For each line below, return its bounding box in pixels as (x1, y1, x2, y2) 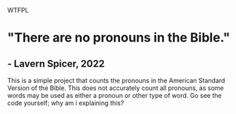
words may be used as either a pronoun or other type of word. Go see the (7, 91, 222, 99)
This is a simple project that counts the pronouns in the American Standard (7, 77, 225, 84)
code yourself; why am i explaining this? (7, 99, 124, 107)
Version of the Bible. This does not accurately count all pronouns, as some (7, 84, 224, 92)
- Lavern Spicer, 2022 (7, 58, 105, 70)
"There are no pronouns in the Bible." (7, 30, 230, 46)
